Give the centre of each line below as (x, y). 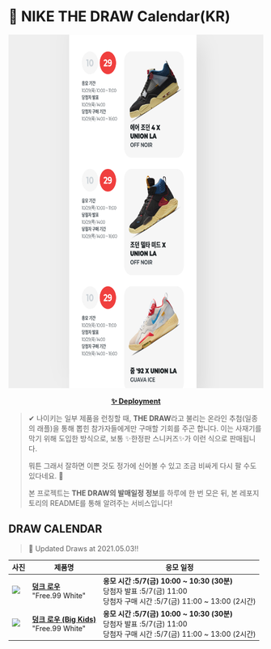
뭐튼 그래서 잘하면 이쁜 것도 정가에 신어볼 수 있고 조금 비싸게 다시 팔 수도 (142, 466)
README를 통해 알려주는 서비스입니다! (111, 503)
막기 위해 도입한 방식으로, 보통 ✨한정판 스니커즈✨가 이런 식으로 (128, 438)
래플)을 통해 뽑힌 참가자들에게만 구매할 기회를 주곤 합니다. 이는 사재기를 (149, 428)
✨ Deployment (136, 401)
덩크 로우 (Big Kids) (64, 619)
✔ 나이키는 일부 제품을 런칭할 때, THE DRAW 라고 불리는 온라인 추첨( (136, 418)
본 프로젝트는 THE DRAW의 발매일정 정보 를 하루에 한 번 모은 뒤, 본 (133, 493)
